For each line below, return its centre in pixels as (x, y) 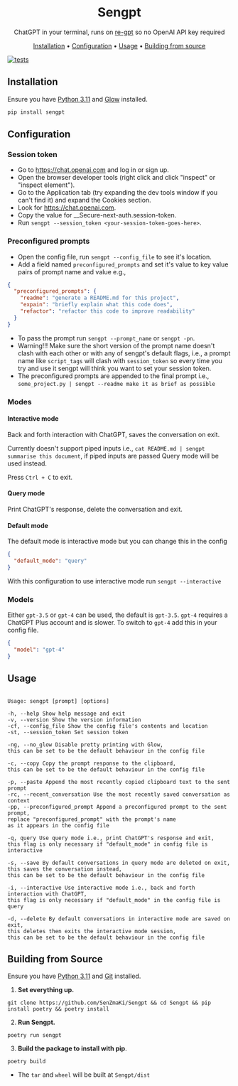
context (19, 800)
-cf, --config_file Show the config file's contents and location (108, 726)
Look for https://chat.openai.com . (67, 208)
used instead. (27, 463)
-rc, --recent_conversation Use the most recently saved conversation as (119, 794)
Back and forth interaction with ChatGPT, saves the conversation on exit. (114, 434)
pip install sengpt (36, 112)
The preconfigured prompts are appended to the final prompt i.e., (113, 376)
